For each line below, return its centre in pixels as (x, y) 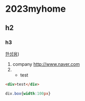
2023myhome (36, 9)
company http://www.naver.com (46, 64)
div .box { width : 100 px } (28, 93)
